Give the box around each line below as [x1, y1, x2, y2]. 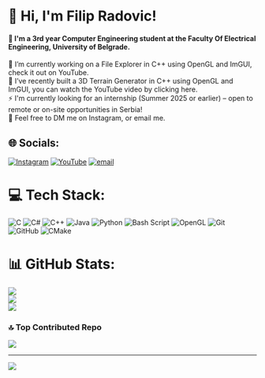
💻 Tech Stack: [8, 186, 106, 204]
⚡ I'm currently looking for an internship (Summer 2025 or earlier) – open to [8, 94, 254, 103]
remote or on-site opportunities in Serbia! [8, 105, 143, 114]
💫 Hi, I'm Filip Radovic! [8, 7, 157, 25]
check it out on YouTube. [8, 68, 89, 77]
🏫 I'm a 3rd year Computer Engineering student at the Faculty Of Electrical [8, 33, 256, 43]
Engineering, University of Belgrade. [8, 42, 130, 51]
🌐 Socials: [8, 136, 60, 149]
